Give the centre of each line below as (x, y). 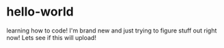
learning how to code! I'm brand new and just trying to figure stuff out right (112, 30)
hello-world (40, 12)
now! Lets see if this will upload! (52, 37)
